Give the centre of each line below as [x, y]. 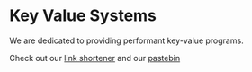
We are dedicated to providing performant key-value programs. [127, 40]
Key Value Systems [83, 16]
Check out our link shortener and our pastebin [95, 58]
